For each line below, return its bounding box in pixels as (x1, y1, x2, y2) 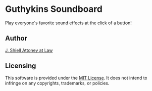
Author (5, 34, 27, 43)
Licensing (5, 62, 36, 70)
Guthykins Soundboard (5, 3, 102, 15)
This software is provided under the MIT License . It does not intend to (5, 75, 148, 81)
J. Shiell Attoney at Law (5, 47, 53, 53)
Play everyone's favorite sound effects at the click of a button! (5, 20, 132, 26)
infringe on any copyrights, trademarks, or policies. (5, 80, 110, 86)
